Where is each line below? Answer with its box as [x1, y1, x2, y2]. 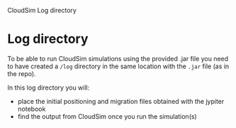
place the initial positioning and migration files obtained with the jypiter [17, 97, 225, 105]
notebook [17, 105, 46, 113]
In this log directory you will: [7, 83, 90, 92]
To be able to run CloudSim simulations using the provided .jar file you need [7, 54, 229, 63]
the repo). [7, 69, 37, 78]
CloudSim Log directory [7, 6, 77, 14]
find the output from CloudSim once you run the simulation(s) [17, 112, 197, 120]
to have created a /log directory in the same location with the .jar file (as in [7, 62, 230, 70]
